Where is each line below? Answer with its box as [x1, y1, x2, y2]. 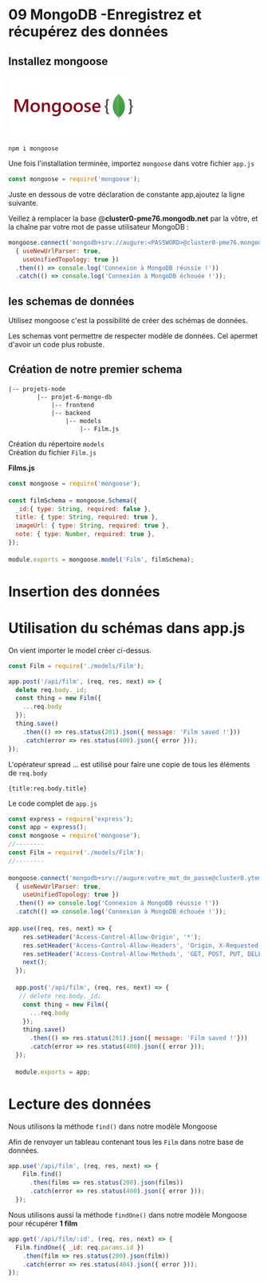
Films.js [8, 462, 35, 473]
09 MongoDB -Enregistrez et [8, 6, 202, 24]
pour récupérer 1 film [8, 1218, 78, 1228]
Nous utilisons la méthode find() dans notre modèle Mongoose [8, 1122, 218, 1131]
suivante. [8, 198, 38, 207]
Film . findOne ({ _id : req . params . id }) [15, 1243, 145, 1251]
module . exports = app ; [15, 1068, 91, 1076]
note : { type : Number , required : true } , [15, 530, 156, 538]
